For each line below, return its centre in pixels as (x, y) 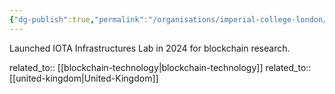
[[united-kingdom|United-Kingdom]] (84, 78)
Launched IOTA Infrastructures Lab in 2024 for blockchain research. (150, 48)
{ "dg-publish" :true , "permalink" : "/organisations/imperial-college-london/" (170, 19)
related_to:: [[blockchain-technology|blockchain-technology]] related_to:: (160, 67)
